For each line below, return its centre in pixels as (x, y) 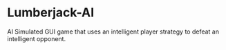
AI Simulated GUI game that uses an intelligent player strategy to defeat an (113, 32)
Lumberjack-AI (51, 13)
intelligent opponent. (37, 38)
